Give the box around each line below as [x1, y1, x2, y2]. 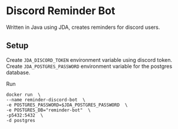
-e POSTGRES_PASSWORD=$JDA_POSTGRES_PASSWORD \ [6, 102, 128, 108]
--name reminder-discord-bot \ [6, 97, 85, 102]
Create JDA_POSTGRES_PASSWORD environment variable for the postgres [6, 62, 173, 70]
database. [6, 69, 31, 76]
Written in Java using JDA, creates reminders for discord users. [6, 24, 160, 31]
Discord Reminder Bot [6, 4, 116, 18]
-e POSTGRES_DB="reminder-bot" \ [6, 107, 91, 113]
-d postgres [6, 117, 35, 123]
